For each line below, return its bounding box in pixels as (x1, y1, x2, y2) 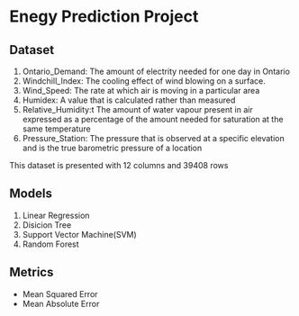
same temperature (22, 123, 92, 134)
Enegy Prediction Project (9, 6, 199, 27)
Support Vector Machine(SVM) (22, 229, 137, 239)
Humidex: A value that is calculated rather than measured (22, 95, 236, 105)
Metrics (9, 265, 54, 280)
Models (9, 186, 52, 202)
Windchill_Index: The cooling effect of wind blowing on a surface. (22, 76, 266, 86)
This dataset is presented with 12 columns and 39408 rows (9, 160, 229, 170)
